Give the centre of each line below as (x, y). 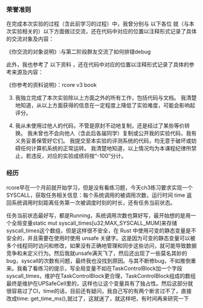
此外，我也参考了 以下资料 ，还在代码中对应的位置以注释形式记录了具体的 (98, 65)
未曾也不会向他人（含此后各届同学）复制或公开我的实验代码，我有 (114, 133)
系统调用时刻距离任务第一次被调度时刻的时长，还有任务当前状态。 (93, 202)
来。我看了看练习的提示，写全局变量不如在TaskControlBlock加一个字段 (94, 268)
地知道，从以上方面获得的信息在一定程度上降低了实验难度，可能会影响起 (105, 105)
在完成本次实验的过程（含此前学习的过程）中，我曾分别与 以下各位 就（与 (98, 24)
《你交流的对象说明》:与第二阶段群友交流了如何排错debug (79, 52)
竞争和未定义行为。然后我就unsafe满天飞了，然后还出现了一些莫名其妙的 (97, 253)
